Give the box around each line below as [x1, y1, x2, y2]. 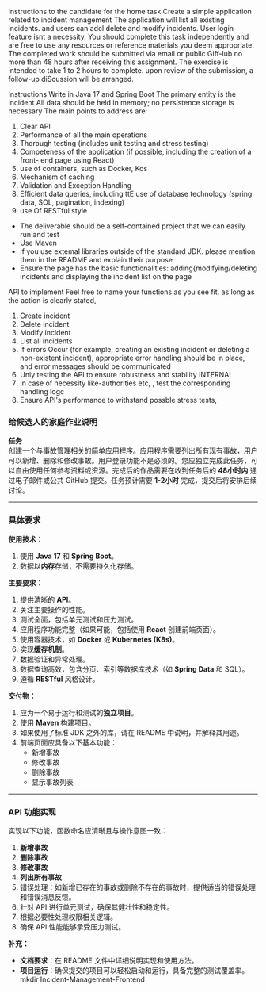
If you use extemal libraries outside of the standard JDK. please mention [19, 247, 256, 256]
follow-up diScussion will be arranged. [8, 75, 135, 83]
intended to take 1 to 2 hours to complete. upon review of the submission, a [8, 66, 254, 75]
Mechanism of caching [19, 172, 95, 182]
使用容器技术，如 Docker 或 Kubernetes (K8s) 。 [19, 634, 180, 644]
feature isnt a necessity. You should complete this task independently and [8, 32, 249, 41]
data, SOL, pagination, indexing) [19, 197, 125, 207]
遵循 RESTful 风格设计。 [19, 674, 100, 684]
